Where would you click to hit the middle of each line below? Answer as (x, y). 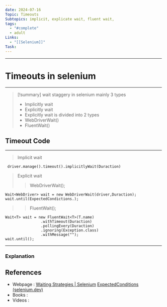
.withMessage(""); (60, 235)
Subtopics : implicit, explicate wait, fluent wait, (60, 19)
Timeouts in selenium (50, 76)
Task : (11, 47)
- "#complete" (24, 28)
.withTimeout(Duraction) (66, 222)
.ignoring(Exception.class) (70, 230)
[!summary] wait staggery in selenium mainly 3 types (72, 95)
